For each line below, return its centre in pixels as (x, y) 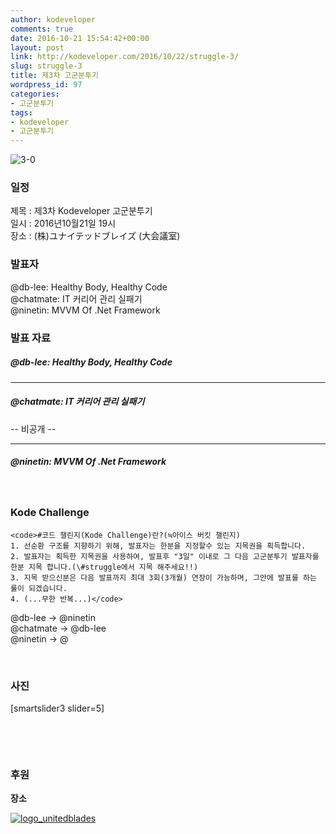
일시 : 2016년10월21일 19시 (63, 223)
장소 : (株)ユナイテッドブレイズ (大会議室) (95, 236)
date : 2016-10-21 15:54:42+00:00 (80, 38)
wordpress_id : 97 (46, 85)
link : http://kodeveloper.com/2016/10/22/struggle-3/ (125, 57)
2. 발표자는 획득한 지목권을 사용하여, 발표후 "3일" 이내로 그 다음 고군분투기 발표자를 (165, 556)
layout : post (37, 47)
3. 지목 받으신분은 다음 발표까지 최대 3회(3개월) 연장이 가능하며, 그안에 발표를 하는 (163, 577)
